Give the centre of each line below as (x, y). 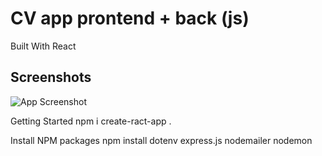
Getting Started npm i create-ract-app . (91, 121)
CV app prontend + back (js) (130, 18)
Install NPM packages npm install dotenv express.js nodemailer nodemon (161, 140)
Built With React (43, 46)
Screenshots (51, 77)
